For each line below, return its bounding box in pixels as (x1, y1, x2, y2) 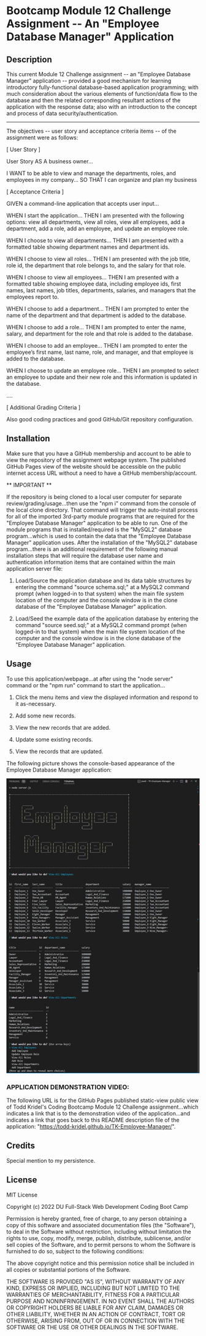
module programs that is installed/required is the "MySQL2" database (6, 526, 182, 533)
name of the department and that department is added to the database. (6, 311, 187, 319)
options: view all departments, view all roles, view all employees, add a (6, 219, 185, 225)
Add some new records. (15, 712, 76, 719)
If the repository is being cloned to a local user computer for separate (6, 493, 182, 501)
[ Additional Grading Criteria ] (6, 404, 81, 411)
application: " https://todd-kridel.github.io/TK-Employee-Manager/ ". (6, 1122, 176, 1130)
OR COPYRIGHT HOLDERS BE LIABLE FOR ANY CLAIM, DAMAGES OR (6, 1303, 184, 1311)
